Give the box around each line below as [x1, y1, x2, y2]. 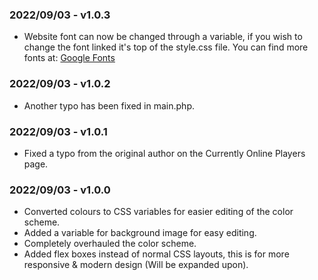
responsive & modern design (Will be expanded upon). [23, 259, 249, 271]
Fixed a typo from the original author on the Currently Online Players [23, 147, 306, 159]
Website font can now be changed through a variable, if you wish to [23, 31, 303, 43]
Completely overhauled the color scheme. [23, 238, 197, 250]
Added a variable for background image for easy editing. [23, 227, 257, 239]
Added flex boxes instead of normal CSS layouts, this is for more [23, 248, 290, 260]
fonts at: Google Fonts [23, 52, 116, 64]
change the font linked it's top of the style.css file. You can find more [23, 41, 309, 53]
